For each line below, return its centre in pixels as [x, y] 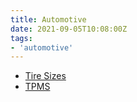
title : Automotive [48, 19]
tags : [21, 38]
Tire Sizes [45, 76]
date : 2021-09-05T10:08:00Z [69, 29]
